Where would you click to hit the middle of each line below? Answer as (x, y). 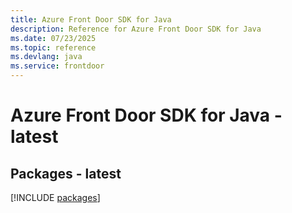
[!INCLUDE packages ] (55, 197)
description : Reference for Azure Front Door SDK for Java (136, 29)
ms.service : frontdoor (57, 66)
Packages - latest (66, 173)
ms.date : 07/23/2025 (53, 38)
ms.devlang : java (46, 57)
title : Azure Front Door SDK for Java (91, 19)
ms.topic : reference (53, 47)
